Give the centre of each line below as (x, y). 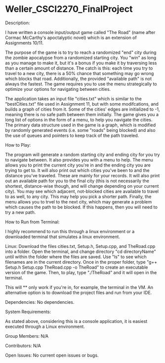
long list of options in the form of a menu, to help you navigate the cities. (79, 120)
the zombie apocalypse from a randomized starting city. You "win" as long (81, 57)
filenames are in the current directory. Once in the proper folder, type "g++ (81, 262)
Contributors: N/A (23, 345)
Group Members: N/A (27, 336)
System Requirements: (28, 312)
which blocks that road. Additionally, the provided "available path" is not (79, 79)
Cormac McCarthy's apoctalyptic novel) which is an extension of (71, 38)
